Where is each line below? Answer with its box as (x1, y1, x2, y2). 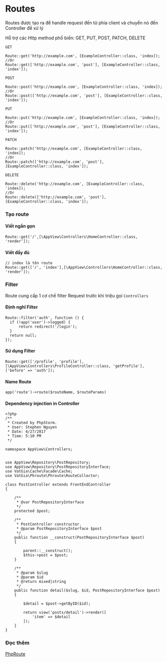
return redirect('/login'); (18, 324, 78, 329)
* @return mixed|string (16, 579, 66, 584)
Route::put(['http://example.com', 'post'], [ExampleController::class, (5, 124, 160, 129)
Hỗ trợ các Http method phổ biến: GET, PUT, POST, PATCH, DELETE (5, 35, 145, 41)
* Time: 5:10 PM (7, 434, 42, 439)
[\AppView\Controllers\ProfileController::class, (5, 364, 111, 369)
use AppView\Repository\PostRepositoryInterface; (5, 464, 111, 469)
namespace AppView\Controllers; (5, 447, 73, 452)
